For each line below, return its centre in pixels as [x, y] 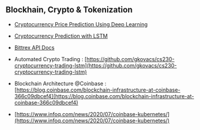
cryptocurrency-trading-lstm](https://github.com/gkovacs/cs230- [96, 65]
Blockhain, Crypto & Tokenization [69, 10]
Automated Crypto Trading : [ [50, 59]
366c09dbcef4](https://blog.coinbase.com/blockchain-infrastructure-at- [104, 96]
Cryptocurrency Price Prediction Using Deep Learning [81, 24]
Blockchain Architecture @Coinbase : [60, 83]
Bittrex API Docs [34, 47]
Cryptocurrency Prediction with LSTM [61, 36]
